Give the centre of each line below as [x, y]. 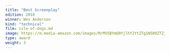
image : [12, 33]
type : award [18, 38]
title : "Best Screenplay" [32, 10]
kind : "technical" [25, 24]
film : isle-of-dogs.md [29, 29]
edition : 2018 [20, 15]
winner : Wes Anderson [28, 19]
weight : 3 [16, 43]
